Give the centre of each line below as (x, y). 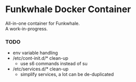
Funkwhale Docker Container (68, 9)
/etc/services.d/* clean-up (40, 69)
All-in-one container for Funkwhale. (43, 23)
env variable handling (35, 53)
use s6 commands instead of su (54, 64)
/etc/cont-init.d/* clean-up (40, 58)
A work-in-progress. (26, 28)
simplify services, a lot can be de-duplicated (67, 74)
